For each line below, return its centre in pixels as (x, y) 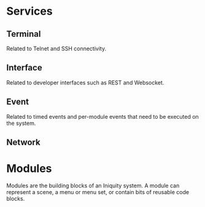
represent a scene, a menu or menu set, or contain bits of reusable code (98, 192)
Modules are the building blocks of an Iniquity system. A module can (93, 186)
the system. (21, 123)
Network (24, 142)
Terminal (24, 34)
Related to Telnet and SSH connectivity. (56, 48)
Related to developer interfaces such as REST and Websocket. (85, 82)
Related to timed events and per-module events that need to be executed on (103, 116)
